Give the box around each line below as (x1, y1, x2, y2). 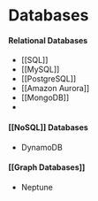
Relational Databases (8, 35, 88, 45)
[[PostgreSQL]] (20, 73, 77, 84)
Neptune (20, 182, 54, 192)
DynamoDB (20, 142, 63, 152)
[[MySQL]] (20, 64, 60, 75)
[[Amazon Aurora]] (20, 83, 90, 94)
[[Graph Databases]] (8, 162, 86, 173)
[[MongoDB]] (20, 92, 70, 103)
